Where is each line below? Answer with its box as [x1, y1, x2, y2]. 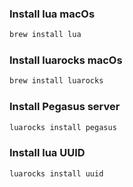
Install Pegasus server [9, 100, 121, 114]
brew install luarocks [9, 76, 104, 86]
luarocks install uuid [9, 168, 104, 179]
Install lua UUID [9, 146, 86, 160]
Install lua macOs [9, 7, 96, 21]
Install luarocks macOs [9, 53, 123, 67]
